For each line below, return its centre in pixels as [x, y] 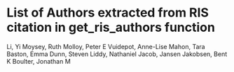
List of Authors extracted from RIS [108, 13]
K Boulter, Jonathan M [39, 61]
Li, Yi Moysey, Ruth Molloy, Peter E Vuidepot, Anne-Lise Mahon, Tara [106, 46]
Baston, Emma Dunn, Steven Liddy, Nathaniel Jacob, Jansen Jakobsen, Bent [117, 54]
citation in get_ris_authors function [111, 27]
